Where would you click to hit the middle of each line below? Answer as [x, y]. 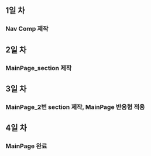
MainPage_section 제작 [39, 68]
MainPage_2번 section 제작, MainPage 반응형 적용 [75, 107]
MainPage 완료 [26, 146]
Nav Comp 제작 [27, 29]
